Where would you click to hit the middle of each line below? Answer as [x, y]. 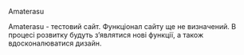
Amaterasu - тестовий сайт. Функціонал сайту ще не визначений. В [122, 26]
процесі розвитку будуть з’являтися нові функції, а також [106, 35]
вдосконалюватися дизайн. [55, 43]
